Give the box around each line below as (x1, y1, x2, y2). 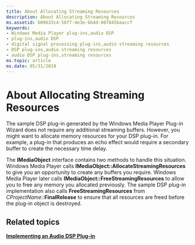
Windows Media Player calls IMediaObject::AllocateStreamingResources (6, 162, 186, 170)
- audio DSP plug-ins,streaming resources (6, 52, 112, 58)
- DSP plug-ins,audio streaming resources (6, 47, 112, 53)
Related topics (6, 217, 60, 227)
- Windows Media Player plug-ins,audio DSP (6, 30, 115, 36)
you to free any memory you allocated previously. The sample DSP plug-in (6, 181, 186, 188)
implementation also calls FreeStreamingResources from (6, 188, 146, 195)
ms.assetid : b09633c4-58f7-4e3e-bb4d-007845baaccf (6, 19, 133, 25)
